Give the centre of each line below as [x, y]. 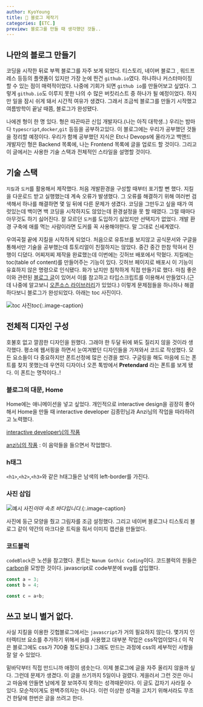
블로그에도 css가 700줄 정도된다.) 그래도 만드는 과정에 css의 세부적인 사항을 [103, 648]
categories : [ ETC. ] [31, 23]
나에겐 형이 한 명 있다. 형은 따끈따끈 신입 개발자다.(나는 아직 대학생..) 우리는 [95, 121]
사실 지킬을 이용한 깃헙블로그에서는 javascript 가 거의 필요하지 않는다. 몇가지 [98, 632]
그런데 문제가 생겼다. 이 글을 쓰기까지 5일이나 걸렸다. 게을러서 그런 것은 [98, 675]
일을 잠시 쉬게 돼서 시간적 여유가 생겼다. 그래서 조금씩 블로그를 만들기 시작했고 [105, 101]
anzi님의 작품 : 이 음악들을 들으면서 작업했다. [59, 445]
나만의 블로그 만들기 [41, 55]
